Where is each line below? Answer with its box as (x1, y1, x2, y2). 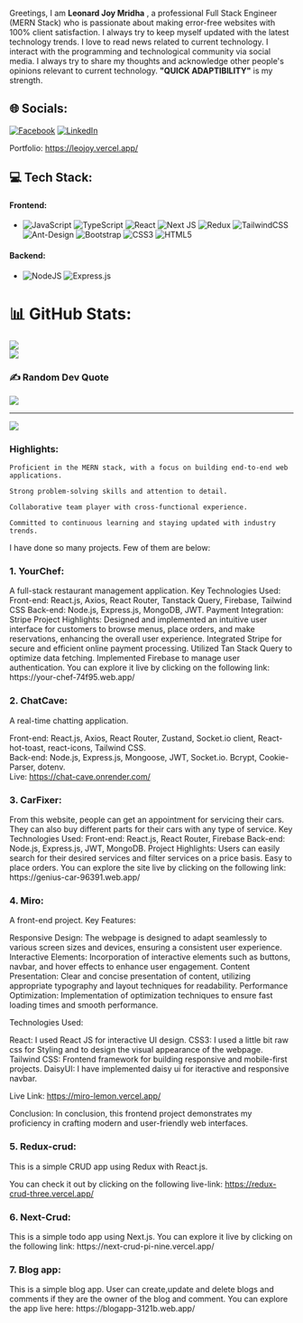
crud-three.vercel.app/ (9, 1188, 95, 1199)
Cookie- (258, 751, 289, 762)
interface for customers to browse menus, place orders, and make (9, 624, 255, 635)
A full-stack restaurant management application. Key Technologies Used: (9, 585, 281, 596)
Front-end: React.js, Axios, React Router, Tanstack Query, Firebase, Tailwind (9, 595, 292, 606)
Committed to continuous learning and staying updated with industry (9, 519, 277, 528)
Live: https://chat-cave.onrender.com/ (9, 770, 151, 781)
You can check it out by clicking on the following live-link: (9, 1178, 224, 1189)
